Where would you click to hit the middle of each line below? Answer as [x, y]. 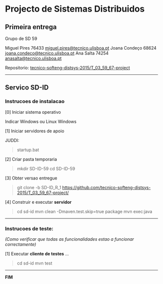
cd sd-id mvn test [34, 263]
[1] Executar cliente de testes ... [37, 253]
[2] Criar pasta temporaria [31, 159]
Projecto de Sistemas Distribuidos [75, 9]
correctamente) [21, 244]
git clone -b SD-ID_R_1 [39, 187]
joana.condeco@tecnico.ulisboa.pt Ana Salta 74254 [57, 53]
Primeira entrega [31, 27]
